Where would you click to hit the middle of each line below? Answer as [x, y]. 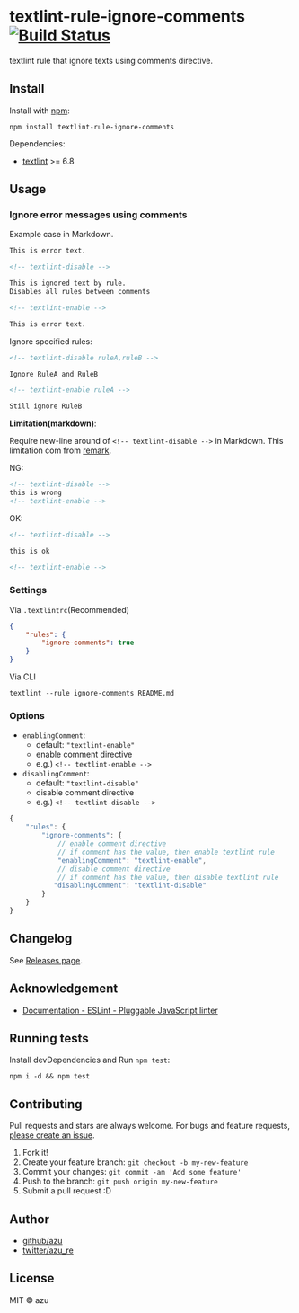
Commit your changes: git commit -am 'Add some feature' [132, 1172]
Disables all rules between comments [80, 292]
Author [29, 1219]
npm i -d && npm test [50, 1077]
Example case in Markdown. [62, 235]
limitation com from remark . [61, 450]
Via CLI [22, 677]
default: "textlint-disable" [87, 783]
